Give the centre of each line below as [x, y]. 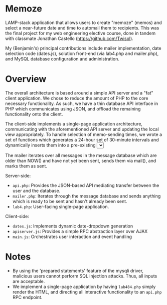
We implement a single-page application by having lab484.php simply [84, 286]
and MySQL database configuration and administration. [62, 58]
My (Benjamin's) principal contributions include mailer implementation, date [83, 48]
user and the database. [36, 190]
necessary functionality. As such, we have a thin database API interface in [82, 103]
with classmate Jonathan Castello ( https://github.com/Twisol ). [69, 38]
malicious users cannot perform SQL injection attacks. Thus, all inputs [85, 276]
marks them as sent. [26, 166]
